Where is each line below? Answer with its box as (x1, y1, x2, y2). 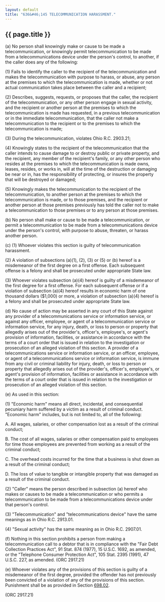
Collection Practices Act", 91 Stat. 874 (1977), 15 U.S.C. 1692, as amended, (5, 546, 156, 552)
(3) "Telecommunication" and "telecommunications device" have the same (5, 511, 157, 517)
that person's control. (5, 502, 49, 508)
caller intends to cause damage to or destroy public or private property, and (5, 150, 160, 156)
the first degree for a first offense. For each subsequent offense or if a (5, 283, 148, 289)
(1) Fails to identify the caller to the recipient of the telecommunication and (5, 69, 157, 75)
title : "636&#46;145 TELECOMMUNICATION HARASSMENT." (5, 12, 116, 17)
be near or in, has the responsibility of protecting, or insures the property (5, 172, 154, 178)
